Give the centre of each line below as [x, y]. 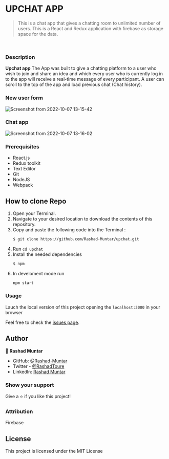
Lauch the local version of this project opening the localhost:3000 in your [83, 307]
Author [17, 338]
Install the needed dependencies [47, 254]
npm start [23, 283]
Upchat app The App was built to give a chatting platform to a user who [81, 68]
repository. [24, 224]
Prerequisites [22, 146]
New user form [24, 98]
